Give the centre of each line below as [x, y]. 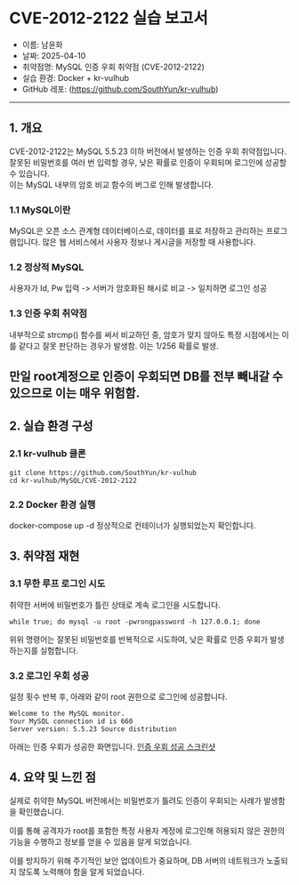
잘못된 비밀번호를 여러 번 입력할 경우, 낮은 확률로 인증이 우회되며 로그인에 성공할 [148, 162]
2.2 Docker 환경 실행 [53, 504]
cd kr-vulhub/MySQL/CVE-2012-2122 [73, 480]
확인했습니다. [41, 811]
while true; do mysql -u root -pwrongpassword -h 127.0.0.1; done [135, 622]
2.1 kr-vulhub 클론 [48, 454]
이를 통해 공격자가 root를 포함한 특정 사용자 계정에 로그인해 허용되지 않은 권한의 [147, 830]
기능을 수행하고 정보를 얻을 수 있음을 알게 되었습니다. [101, 841]
